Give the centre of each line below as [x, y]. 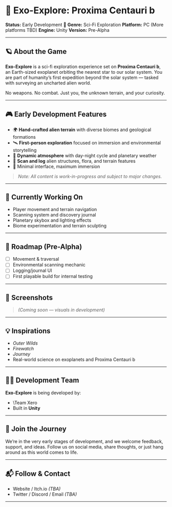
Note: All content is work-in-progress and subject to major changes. [90, 176]
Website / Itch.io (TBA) [37, 489]
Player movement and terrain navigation [55, 209]
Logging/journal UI [32, 270]
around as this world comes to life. [42, 452]
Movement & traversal [36, 259]
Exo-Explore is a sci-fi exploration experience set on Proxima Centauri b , [83, 67]
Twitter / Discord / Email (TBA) [45, 494]
